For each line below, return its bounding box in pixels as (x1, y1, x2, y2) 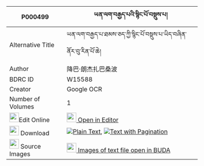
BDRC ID (9, 75, 35, 84)
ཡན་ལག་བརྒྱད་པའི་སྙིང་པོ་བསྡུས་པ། (93, 10, 168, 19)
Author (9, 65, 29, 73)
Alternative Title (9, 41, 55, 49)
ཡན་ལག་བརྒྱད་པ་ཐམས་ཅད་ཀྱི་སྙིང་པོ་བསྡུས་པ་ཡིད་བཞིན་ (66, 30, 187, 38)
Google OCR (66, 85, 102, 93)
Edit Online (19, 116, 50, 124)
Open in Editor (78, 116, 119, 124)
